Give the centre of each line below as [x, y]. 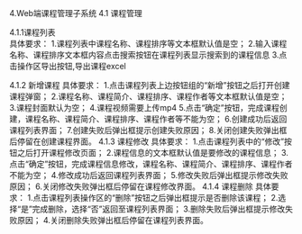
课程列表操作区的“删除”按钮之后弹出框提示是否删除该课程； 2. [163, 198]
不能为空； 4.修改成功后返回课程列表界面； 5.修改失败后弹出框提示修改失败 [149, 175]
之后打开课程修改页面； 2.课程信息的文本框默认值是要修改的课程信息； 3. [152, 153]
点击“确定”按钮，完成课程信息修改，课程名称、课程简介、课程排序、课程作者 [151, 164]
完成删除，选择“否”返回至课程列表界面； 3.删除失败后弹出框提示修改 [159, 209]
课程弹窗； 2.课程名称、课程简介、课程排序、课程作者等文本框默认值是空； [148, 96]
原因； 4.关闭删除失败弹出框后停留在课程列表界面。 [113, 220]
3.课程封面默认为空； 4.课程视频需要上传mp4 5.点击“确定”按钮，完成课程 [145, 108]
